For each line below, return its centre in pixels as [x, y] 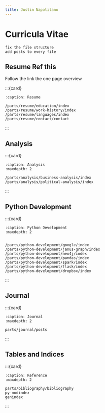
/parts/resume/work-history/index [41, 110]
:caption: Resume [23, 97]
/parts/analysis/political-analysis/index [49, 182]
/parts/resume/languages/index [37, 115]
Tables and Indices [35, 354]
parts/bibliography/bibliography [39, 388]
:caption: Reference [26, 375]
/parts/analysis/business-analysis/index [48, 178]
